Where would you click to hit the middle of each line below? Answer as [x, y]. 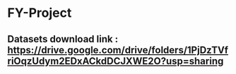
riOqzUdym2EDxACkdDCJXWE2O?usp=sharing [116, 61]
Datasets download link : [63, 39]
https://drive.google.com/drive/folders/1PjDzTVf [118, 50]
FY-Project [40, 13]
